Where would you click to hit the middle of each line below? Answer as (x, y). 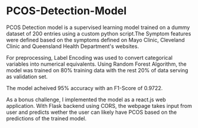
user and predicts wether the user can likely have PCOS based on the (92, 112)
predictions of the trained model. (47, 118)
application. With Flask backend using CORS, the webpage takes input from (99, 105)
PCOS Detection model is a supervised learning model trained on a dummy (98, 27)
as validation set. (27, 76)
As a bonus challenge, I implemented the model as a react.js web (86, 100)
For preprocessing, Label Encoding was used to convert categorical (89, 57)
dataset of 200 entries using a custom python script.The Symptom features (99, 33)
